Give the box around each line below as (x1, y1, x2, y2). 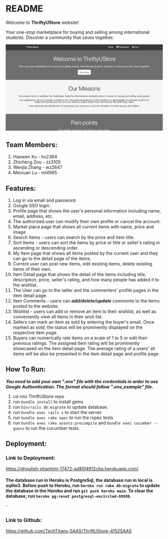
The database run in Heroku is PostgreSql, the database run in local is (5, 477, 153, 483)
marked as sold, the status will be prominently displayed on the (12, 324, 143, 330)
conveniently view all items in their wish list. (12, 313, 103, 319)
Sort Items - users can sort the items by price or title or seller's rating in (12, 240, 160, 246)
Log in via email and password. (12, 197, 77, 203)
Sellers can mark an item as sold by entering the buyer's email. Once (12, 319, 155, 325)
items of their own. (12, 266, 52, 272)
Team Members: (5, 140, 58, 149)
